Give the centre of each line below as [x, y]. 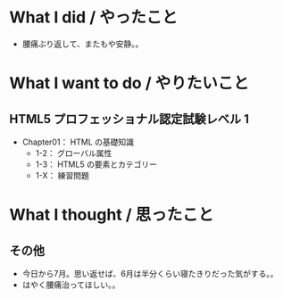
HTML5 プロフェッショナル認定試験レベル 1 [129, 119]
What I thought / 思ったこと [112, 215]
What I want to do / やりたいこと [129, 83]
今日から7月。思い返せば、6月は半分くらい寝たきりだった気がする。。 [150, 273]
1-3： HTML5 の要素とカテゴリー [96, 164]
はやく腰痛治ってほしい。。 [71, 285]
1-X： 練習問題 [62, 175]
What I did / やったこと [94, 17]
